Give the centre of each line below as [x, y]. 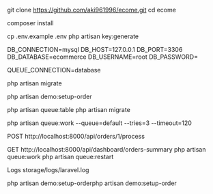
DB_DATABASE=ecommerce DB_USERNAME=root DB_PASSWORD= [102, 57]
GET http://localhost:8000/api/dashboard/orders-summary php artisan [106, 149]
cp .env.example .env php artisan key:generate [73, 36]
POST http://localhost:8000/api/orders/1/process [76, 136]
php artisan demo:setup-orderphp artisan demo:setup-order [92, 183]
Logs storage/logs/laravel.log [48, 170]
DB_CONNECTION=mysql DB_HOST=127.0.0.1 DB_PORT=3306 [95, 50]
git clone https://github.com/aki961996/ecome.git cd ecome [91, 10]
